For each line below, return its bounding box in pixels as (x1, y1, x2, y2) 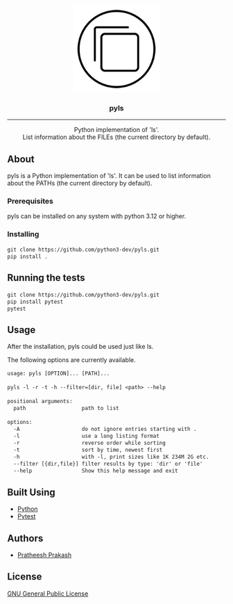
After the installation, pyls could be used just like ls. (7, 343, 154, 351)
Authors (7, 532, 44, 544)
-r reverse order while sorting (13, 440, 166, 447)
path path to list (13, 405, 119, 412)
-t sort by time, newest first (13, 447, 163, 454)
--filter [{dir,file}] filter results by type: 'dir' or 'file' (13, 461, 203, 468)
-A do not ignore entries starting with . (13, 426, 197, 433)
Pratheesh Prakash (17, 550, 71, 559)
